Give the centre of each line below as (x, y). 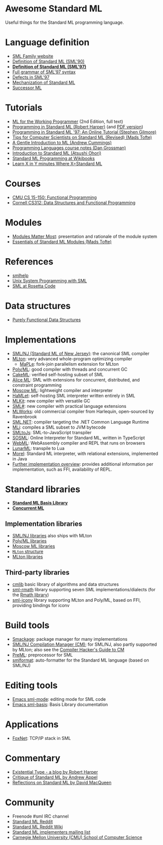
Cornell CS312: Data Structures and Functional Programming (74, 202)
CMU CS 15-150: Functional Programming (55, 197)
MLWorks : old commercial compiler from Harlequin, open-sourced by (83, 411)
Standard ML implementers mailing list (51, 832)
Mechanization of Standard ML (44, 82)
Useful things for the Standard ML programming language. (65, 22)
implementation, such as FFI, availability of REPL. (62, 469)
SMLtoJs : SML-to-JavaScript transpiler (52, 432)
